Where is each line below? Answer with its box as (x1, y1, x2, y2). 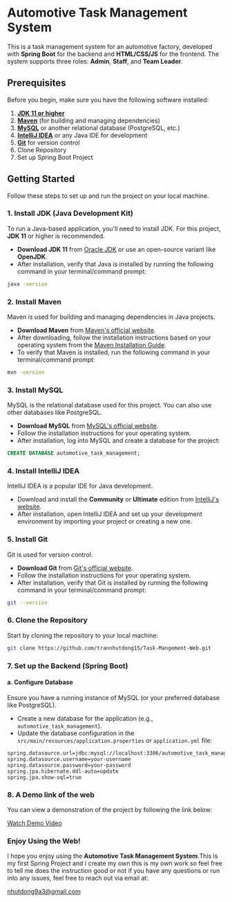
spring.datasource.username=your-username (7, 755, 131, 762)
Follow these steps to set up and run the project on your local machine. (7, 192, 209, 200)
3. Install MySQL (7, 385, 64, 395)
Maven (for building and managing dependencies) (17, 116, 161, 125)
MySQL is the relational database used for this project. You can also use (7, 401, 212, 409)
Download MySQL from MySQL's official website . (17, 422, 159, 430)
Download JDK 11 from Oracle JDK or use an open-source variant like (17, 245, 216, 253)
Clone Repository (17, 145, 67, 154)
